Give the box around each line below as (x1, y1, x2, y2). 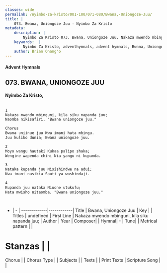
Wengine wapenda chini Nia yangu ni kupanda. (5, 153, 101, 158)
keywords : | (14, 40, 41, 45)
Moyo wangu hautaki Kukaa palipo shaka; (5, 148, 90, 154)
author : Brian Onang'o (14, 49, 61, 54)
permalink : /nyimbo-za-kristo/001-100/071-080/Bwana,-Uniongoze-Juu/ (5, 12, 153, 17)
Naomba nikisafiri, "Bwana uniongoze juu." (5, 117, 97, 122)
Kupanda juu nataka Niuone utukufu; (5, 185, 81, 190)
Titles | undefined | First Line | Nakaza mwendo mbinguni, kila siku (12, 212, 149, 218)
